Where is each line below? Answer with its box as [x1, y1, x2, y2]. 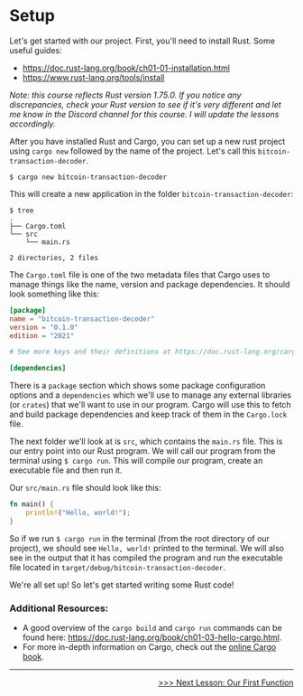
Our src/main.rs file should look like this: [9, 483, 161, 494]
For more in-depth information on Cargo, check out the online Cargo [22, 642, 277, 653]
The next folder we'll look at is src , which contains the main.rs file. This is [9, 436, 283, 447]
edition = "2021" [9, 331, 75, 340]
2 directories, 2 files [9, 253, 99, 262]
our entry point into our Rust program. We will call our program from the [9, 446, 276, 456]
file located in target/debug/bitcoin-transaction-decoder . [9, 561, 225, 572]
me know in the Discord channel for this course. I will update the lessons [9, 108, 280, 119]
